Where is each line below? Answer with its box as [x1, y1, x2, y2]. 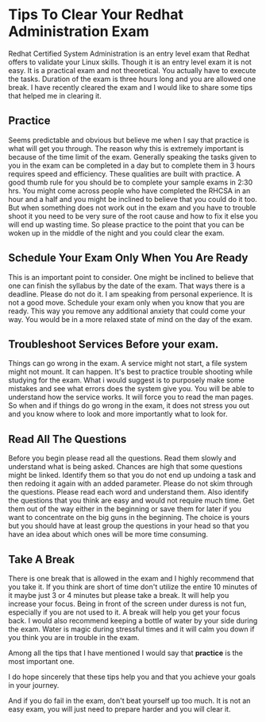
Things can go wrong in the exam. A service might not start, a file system [8, 359, 248, 368]
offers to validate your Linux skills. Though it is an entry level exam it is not [8, 57, 252, 67]
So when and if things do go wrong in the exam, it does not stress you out [8, 401, 250, 410]
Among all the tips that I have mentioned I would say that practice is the [8, 648, 244, 658]
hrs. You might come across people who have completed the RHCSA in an [8, 185, 251, 196]
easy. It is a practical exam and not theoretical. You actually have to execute [8, 65, 256, 75]
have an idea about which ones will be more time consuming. [8, 530, 209, 539]
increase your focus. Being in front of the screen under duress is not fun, [8, 599, 247, 608]
